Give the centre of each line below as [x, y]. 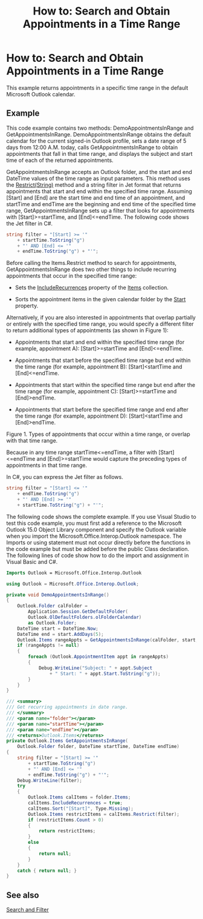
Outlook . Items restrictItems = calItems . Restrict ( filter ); [104, 814]
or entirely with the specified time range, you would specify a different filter [100, 324]
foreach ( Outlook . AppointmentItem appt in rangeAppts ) [98, 657]
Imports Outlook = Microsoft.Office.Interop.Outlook [74, 573]
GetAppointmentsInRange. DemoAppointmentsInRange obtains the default [99, 134]
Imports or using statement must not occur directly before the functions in [98, 542]
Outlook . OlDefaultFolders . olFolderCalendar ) [85, 617]
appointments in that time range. [47, 466]
